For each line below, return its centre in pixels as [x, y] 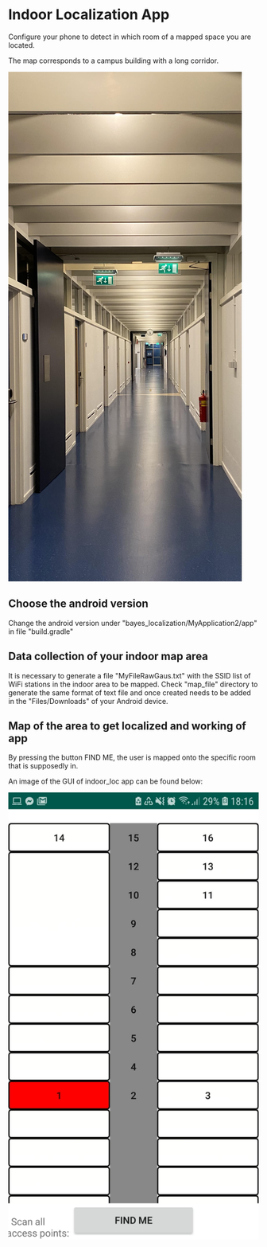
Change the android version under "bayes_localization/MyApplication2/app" [133, 623]
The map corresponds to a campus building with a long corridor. [114, 61]
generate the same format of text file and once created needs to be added [130, 692]
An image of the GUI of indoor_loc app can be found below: [106, 781]
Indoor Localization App [89, 15]
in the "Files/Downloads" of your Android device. [88, 701]
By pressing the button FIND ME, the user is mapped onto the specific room [132, 757]
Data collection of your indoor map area [108, 657]
